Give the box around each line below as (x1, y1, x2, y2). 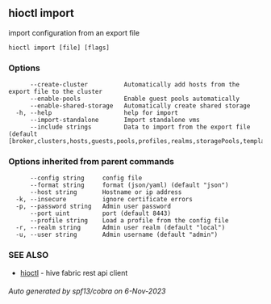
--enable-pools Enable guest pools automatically (29, 95, 240, 103)
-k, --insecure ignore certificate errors (15, 196, 194, 204)
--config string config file (29, 174, 143, 183)
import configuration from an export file (8, 27, 140, 37)
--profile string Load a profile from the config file (29, 217, 229, 225)
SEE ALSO (8, 250, 49, 261)
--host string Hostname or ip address (29, 188, 182, 196)
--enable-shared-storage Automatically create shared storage (29, 102, 251, 110)
